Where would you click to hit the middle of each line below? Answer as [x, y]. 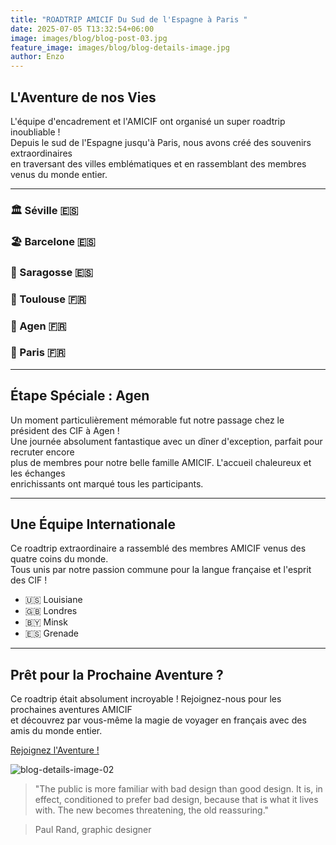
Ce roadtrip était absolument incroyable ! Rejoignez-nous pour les [146, 699]
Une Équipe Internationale [93, 524]
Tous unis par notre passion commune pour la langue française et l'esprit [161, 570]
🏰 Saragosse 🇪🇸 [52, 272]
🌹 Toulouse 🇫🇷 [48, 299]
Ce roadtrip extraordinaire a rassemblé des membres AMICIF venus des [158, 548]
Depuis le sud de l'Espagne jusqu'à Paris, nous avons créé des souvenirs [161, 142]
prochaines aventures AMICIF [71, 710]
